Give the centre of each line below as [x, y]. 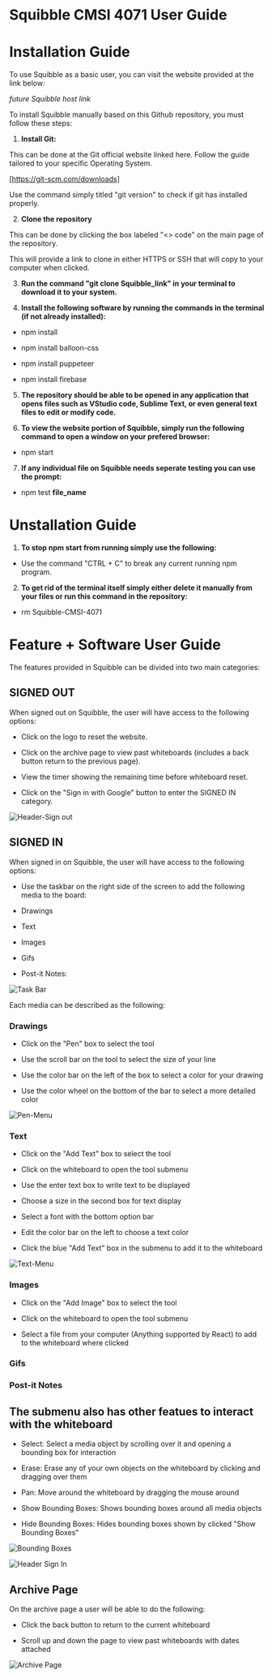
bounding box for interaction [68, 1452]
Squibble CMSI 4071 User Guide [118, 15]
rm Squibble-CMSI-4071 [62, 612]
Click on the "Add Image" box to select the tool [99, 1302]
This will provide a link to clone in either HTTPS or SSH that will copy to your [136, 259]
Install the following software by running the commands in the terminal [142, 308]
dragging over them [54, 1477]
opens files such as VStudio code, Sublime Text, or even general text [139, 404]
